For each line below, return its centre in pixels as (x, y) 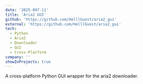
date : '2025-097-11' (27, 10)
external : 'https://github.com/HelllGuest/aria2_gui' (63, 24)
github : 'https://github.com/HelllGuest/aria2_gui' (61, 19)
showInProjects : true (28, 62)
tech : (11, 29)
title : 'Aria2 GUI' (26, 15)
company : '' (18, 57)
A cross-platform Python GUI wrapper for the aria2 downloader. (72, 76)
